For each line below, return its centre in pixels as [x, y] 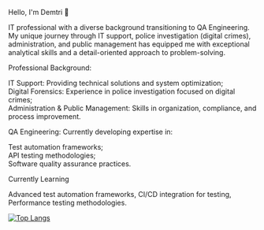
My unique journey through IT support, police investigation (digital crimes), [130, 36]
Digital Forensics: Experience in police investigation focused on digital [122, 91]
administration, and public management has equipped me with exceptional [129, 44]
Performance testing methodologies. [68, 202]
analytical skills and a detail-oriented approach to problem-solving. [117, 52]
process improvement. [45, 117]
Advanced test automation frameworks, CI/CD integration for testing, [120, 194]
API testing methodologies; [52, 155]
